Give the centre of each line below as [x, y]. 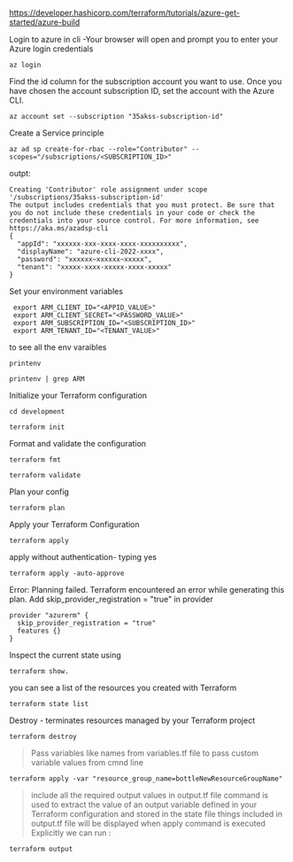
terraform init [37, 427]
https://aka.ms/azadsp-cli [59, 229]
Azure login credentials [51, 49]
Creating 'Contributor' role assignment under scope [108, 190]
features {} [39, 631]
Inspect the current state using [65, 655]
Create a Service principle [57, 133]
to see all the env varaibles [58, 347]
